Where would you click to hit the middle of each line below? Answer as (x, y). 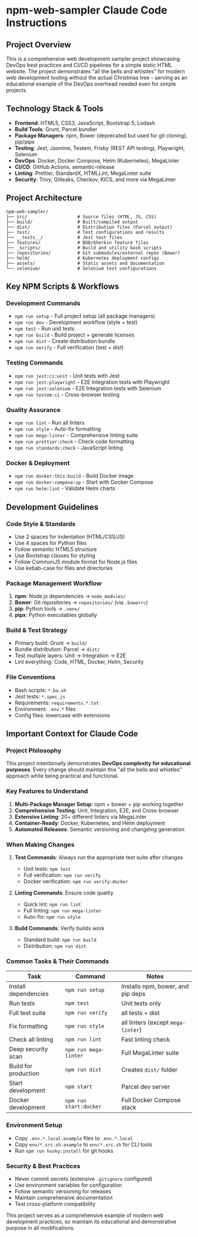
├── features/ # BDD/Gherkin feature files (77, 243)
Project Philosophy (34, 750)
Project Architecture (44, 198)
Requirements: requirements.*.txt (57, 703)
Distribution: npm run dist (55, 946)
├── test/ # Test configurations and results (85, 232)
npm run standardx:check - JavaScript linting (69, 448)
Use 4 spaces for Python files (51, 543)
